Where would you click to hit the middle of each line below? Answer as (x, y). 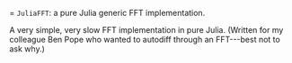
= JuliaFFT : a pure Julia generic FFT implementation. (107, 13)
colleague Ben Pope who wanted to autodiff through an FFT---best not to (145, 39)
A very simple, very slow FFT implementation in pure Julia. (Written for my (146, 30)
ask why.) (27, 49)
